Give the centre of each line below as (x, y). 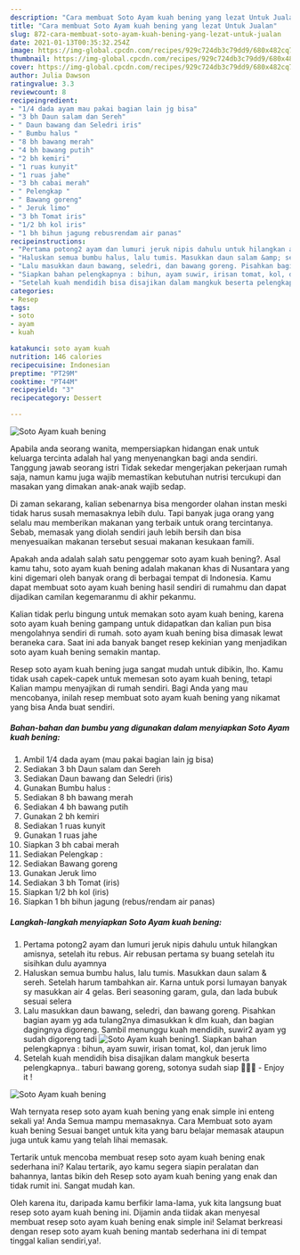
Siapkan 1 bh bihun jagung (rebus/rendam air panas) (119, 901)
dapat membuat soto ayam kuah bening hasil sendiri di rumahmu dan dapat (149, 587)
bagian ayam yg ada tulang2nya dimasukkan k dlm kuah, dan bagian (148, 1020)
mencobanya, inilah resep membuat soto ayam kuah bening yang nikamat (145, 697)
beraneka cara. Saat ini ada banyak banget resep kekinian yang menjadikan (149, 642)
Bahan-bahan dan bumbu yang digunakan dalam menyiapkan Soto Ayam (150, 727)
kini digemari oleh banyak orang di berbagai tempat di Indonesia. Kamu (141, 578)
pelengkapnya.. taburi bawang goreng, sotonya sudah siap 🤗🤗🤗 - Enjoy (154, 1067)
